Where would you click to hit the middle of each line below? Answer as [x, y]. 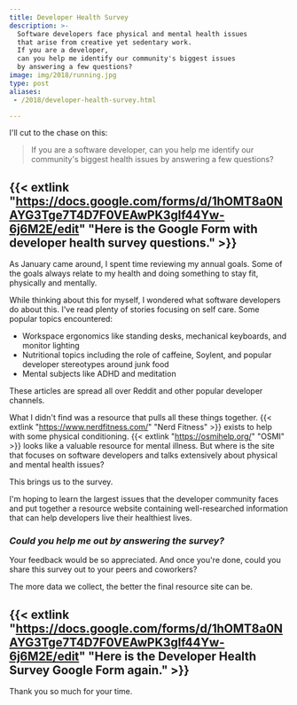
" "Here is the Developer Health [168, 656]
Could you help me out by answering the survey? [117, 541]
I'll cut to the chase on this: [59, 133]
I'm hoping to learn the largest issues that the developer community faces [144, 499]
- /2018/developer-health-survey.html [85, 100]
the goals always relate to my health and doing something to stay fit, [134, 274]
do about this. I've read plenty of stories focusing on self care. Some [134, 309]
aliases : [25, 91]
